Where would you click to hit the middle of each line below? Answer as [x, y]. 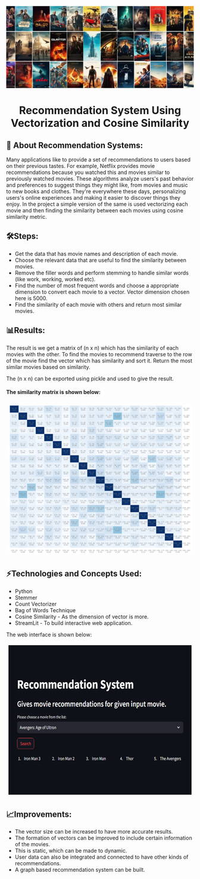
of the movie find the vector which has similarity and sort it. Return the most [99, 361]
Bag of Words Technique [45, 610]
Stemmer [26, 597]
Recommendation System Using [100, 111]
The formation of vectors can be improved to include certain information [103, 838]
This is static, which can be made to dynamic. [71, 851]
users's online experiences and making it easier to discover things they [93, 198]
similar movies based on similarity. [48, 367]
